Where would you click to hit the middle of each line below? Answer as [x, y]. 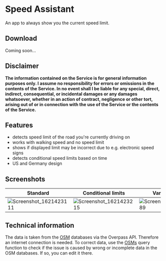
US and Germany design [37, 163]
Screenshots [25, 179]
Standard [38, 193]
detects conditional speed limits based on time [60, 158]
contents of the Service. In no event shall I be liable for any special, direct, [82, 88]
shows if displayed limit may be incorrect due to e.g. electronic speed [83, 148]
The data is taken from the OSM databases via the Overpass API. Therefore [82, 237]
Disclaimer [22, 66]
